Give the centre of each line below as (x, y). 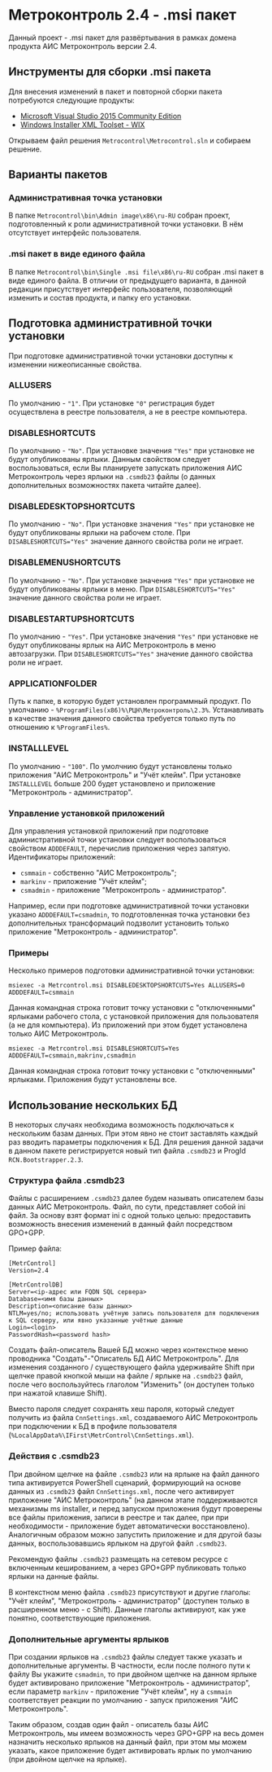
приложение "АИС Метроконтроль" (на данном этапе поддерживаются (133, 1500)
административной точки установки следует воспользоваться (117, 839)
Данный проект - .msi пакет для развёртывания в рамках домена (123, 37)
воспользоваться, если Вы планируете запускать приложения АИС (125, 468)
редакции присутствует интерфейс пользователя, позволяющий (121, 289)
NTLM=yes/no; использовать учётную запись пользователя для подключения (134, 1313)
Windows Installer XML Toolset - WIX (82, 125)
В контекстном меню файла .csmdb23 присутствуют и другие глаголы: (130, 1592)
